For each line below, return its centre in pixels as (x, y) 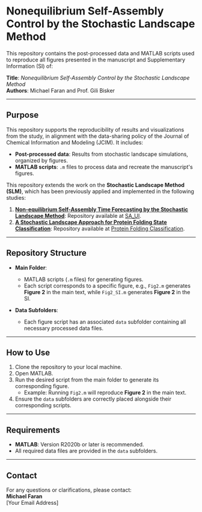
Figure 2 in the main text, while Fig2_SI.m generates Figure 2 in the (107, 292)
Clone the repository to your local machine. (68, 367)
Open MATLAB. (34, 374)
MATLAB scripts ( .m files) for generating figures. (84, 279)
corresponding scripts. (43, 406)
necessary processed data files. (64, 328)
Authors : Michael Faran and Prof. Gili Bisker (61, 90)
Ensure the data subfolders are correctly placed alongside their (93, 399)
